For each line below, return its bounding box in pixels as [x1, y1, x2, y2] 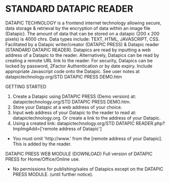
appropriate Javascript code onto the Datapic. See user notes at [5, 68, 140, 74]
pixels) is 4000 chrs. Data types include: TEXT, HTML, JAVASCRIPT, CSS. [5, 36, 160, 42]
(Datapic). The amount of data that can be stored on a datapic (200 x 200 [5, 30, 160, 37]
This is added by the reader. [12, 140, 72, 147]
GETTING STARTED [5, 83, 47, 89]
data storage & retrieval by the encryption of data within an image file [5, 25, 151, 31]
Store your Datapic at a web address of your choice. [12, 104, 122, 110]
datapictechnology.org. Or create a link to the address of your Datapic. [12, 115, 161, 121]
